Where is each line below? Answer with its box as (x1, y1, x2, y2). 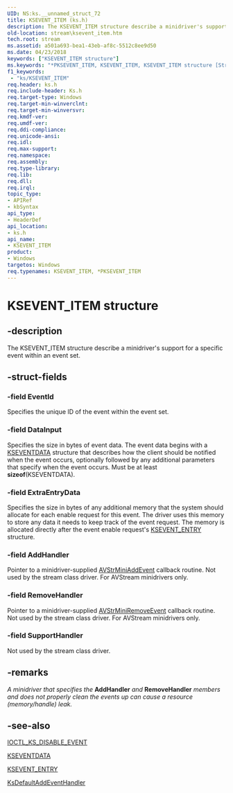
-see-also (7, 720, 51, 731)
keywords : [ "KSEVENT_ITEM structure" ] (7, 55, 119, 62)
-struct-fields (7, 372, 67, 383)
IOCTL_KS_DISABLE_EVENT (7, 738, 88, 747)
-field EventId (7, 392, 54, 401)
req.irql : (7, 184, 36, 191)
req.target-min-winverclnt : (7, 101, 89, 107)
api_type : (7, 210, 36, 217)
